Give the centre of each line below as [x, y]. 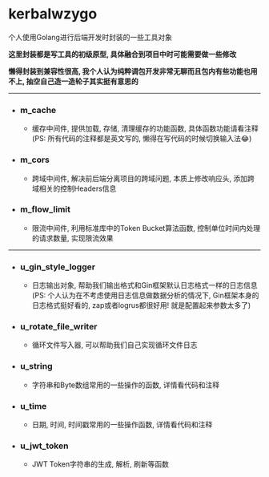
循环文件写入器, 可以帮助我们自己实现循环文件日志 [114, 345]
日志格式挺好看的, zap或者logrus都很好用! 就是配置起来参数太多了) [141, 305]
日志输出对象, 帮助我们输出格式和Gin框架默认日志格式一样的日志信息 [145, 285]
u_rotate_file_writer [58, 327]
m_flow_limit [45, 209]
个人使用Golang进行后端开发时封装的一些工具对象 [90, 37]
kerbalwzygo [53, 14]
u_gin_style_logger [58, 267]
